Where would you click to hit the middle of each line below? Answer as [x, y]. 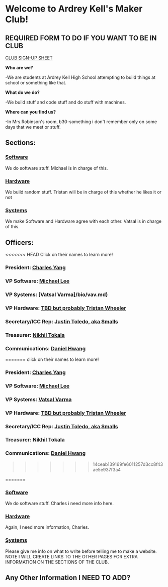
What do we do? [23, 92]
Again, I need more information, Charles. [47, 527]
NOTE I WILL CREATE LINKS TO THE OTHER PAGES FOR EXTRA [72, 556]
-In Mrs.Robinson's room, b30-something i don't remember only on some [81, 122]
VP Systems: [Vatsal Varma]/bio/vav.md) [57, 295]
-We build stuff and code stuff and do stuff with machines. [66, 102]
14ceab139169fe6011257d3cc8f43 [128, 464]
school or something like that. [36, 83]
